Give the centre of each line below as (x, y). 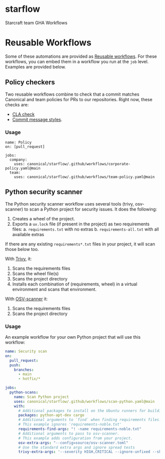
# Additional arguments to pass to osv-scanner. (69, 433)
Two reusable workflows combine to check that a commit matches (72, 94)
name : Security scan (26, 352)
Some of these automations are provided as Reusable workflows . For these (81, 56)
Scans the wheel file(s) (35, 273)
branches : (24, 370)
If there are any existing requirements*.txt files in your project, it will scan (80, 244)
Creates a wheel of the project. (43, 218)
